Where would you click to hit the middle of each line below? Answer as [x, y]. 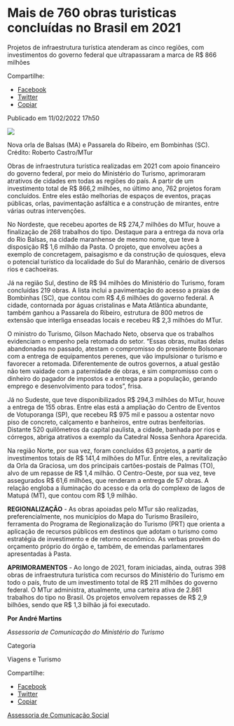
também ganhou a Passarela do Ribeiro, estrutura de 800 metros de [105, 312]
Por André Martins [35, 618]
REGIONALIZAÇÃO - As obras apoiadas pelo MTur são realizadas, [103, 509]
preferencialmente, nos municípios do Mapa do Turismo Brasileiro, [103, 516]
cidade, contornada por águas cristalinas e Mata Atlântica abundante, [108, 305]
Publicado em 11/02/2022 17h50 [54, 118]
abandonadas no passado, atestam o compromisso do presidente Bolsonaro [117, 349]
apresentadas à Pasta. [40, 554]
